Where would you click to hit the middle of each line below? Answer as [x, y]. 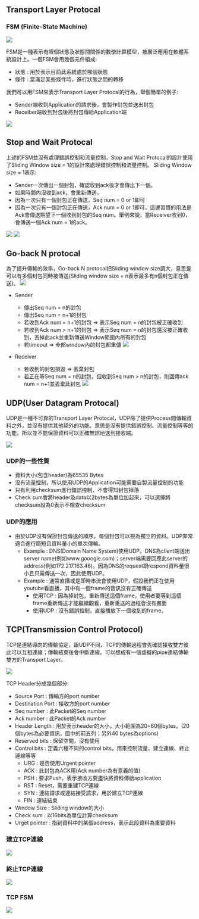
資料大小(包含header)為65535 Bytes [59, 475]
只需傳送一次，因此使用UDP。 [71, 573]
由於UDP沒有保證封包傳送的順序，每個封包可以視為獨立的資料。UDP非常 [104, 536]
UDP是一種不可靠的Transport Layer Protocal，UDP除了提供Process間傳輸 [97, 418]
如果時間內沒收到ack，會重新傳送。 [58, 192]
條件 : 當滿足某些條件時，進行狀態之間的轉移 [69, 79]
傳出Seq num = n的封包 [52, 308]
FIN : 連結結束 [41, 800]
